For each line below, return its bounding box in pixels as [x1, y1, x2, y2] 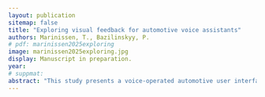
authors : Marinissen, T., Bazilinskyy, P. [8, 33, 150, 41]
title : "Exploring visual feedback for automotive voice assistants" [8, 26, 242, 34]
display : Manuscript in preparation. [8, 56, 132, 63]
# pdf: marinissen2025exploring [8, 41, 114, 48]
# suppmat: [8, 70, 44, 77]
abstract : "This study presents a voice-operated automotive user [8, 77, 231, 84]
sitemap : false [8, 19, 58, 27]
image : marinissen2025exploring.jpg [8, 48, 129, 56]
